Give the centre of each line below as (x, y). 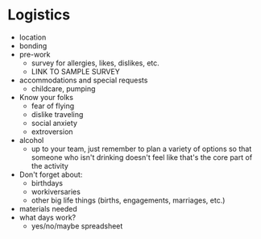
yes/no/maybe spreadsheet (77, 226)
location (33, 37)
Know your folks (46, 97)
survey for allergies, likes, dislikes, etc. (95, 63)
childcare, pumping (63, 88)
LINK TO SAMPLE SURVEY (75, 71)
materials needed (48, 208)
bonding (33, 45)
